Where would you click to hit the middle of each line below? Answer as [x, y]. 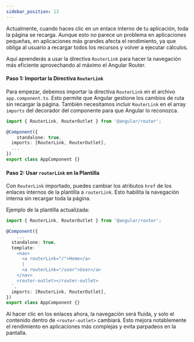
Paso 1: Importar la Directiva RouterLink [55, 79]
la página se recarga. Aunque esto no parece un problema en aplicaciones [96, 35]
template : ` [26, 248]
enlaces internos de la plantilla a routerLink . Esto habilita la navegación [93, 192]
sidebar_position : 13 [33, 12]
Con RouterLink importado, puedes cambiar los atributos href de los [89, 186]
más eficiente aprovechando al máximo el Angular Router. [76, 65]
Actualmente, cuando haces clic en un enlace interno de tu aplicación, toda [97, 28]
